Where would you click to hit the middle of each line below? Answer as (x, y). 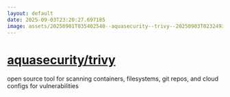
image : (16, 26)
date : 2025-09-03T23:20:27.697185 (56, 20)
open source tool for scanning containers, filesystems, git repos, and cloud (113, 79)
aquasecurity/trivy (61, 60)
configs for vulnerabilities (43, 86)
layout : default (30, 13)
